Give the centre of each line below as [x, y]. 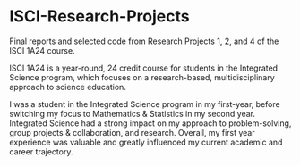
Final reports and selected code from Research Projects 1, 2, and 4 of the [144, 41]
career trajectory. [41, 151]
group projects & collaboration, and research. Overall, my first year [132, 132]
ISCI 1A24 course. [42, 50]
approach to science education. [68, 87]
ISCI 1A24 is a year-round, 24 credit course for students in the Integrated [144, 68]
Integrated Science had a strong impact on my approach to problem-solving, [150, 123]
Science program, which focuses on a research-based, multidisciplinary [142, 77]
